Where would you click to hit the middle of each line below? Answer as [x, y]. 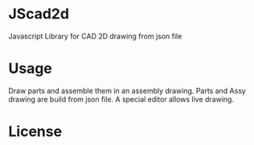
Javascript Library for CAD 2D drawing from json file [95, 36]
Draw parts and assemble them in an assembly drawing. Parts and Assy [127, 91]
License [35, 132]
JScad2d [39, 14]
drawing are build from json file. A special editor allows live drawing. [121, 99]
